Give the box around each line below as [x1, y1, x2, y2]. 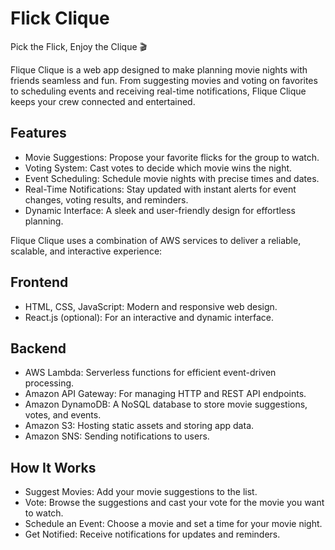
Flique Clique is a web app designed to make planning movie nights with [10, 63, 308, 76]
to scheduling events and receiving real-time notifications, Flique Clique [10, 85, 307, 97]
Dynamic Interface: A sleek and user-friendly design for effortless [24, 204, 296, 216]
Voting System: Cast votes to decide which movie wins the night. [24, 162, 293, 174]
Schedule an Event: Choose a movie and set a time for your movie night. [24, 518, 323, 530]
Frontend [10, 274, 69, 291]
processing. [24, 377, 75, 389]
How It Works [10, 459, 97, 476]
